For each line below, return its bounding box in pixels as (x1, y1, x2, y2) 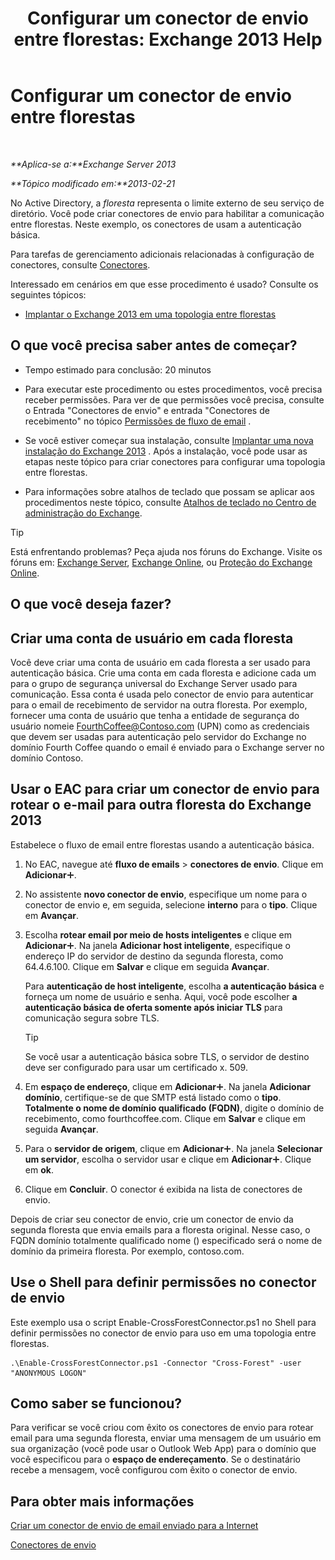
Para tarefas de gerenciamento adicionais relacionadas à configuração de (10, 248, 315, 260)
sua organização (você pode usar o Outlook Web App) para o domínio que (10, 1443, 317, 1455)
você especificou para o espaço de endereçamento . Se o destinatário (10, 1453, 301, 1466)
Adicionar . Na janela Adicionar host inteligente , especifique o (24, 939, 291, 951)
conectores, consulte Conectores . (10, 258, 151, 271)
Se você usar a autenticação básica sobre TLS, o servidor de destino (24, 1050, 310, 1062)
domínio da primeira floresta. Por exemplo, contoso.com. (10, 1245, 245, 1257)
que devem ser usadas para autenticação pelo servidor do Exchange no (10, 730, 307, 742)
